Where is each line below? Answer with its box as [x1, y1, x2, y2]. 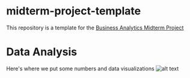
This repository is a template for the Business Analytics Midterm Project [6, 24, 184, 31]
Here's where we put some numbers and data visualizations [6, 65, 155, 72]
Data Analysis [6, 45, 78, 59]
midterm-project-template [6, 4, 141, 18]
